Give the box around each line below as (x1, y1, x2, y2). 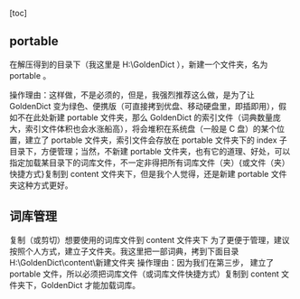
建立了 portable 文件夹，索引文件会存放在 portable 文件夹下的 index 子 (24, 135, 287, 145)
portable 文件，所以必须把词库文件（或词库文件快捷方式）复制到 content (9, 268, 280, 279)
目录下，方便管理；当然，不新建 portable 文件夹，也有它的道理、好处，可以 (9, 145, 291, 156)
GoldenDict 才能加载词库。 (40, 279, 141, 290)
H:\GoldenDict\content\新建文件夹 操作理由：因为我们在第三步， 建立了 (9, 257, 275, 267)
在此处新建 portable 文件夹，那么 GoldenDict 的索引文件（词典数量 (24, 112, 274, 123)
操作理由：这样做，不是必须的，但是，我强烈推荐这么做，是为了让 (9, 89, 255, 100)
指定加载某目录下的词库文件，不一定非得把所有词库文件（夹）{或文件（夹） (9, 157, 290, 168)
